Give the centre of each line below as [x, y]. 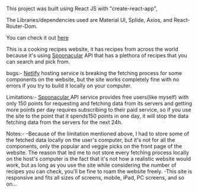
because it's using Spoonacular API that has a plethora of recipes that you [97, 55]
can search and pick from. [38, 62]
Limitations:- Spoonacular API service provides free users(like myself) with [98, 97]
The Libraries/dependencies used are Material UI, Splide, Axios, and [90, 20]
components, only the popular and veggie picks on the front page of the [94, 146]
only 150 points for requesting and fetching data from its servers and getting [99, 103]
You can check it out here [38, 38]
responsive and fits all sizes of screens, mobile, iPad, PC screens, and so [95, 178]
